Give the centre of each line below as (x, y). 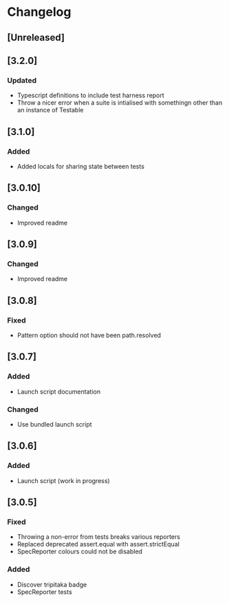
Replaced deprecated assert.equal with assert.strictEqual (98, 544)
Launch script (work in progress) (63, 480)
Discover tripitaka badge (52, 584)
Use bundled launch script (54, 424)
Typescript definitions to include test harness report (91, 95)
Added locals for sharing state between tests (80, 166)
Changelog (39, 12)
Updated (22, 80)
